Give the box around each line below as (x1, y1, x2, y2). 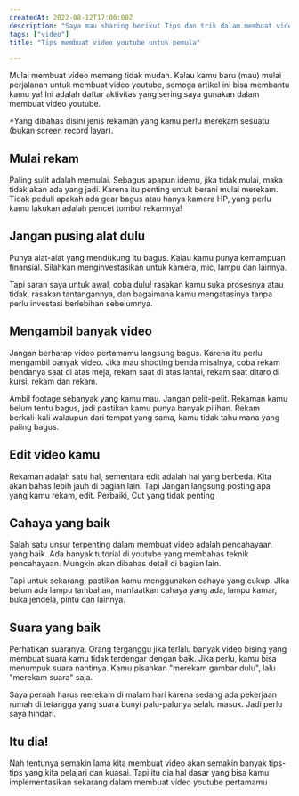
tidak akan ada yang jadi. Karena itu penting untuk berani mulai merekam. (9, 184, 279, 195)
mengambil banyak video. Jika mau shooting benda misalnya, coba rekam (9, 357, 280, 368)
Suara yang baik (9, 620, 101, 635)
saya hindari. (9, 709, 56, 719)
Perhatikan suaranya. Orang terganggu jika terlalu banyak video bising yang (9, 644, 287, 654)
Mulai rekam (9, 150, 80, 166)
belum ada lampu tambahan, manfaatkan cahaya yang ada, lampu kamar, (9, 585, 278, 596)
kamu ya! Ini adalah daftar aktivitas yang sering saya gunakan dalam (9, 89, 260, 100)
